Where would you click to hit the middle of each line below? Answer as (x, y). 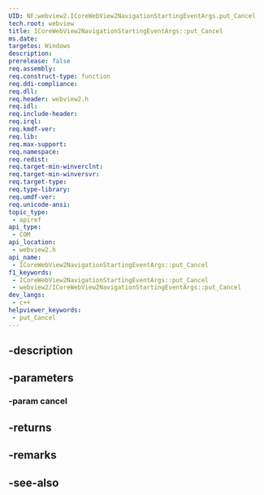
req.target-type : (38, 182)
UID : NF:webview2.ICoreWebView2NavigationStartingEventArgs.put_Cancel (132, 16)
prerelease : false (39, 62)
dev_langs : (27, 295)
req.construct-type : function (60, 76)
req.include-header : (43, 114)
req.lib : (23, 136)
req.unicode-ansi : (39, 204)
